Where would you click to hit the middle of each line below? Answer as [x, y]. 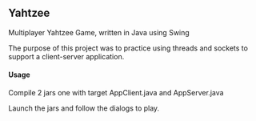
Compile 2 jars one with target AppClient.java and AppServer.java [116, 93]
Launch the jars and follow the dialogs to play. [84, 108]
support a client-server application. [66, 56]
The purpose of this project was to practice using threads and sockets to [128, 48]
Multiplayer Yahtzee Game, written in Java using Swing [99, 32]
